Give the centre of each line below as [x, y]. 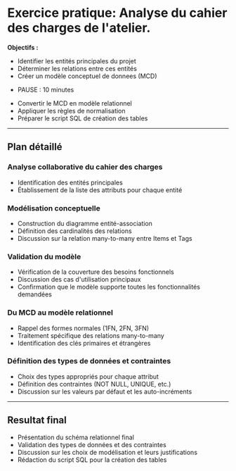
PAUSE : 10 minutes [46, 89]
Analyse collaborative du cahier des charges [85, 167]
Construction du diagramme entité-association [85, 223]
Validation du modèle [44, 256]
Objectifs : [23, 47]
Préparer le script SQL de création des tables [83, 118]
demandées [35, 294]
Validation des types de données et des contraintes [92, 444]
